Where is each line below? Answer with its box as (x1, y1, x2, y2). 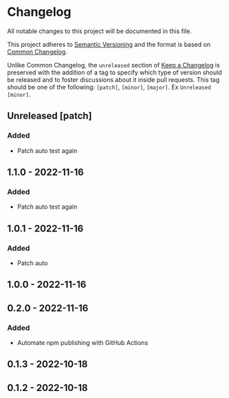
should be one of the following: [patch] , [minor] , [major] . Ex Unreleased (7, 83, 211, 91)
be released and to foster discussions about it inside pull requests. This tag (7, 75, 220, 83)
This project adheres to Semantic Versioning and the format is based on (7, 40, 211, 48)
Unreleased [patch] (7, 110, 92, 122)
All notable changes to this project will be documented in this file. (7, 27, 193, 35)
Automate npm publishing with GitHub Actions (17, 339, 149, 347)
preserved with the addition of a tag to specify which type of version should (7, 68, 222, 76)
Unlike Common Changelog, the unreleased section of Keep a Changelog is (7, 61, 220, 69)
